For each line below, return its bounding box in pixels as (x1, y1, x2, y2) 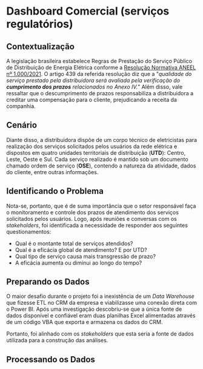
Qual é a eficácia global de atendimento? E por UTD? (15, 246, 147, 253)
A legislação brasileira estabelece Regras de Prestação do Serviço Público (6, 58, 193, 64)
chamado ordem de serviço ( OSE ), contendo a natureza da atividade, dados (6, 162, 196, 169)
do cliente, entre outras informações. (6, 168, 99, 175)
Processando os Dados (6, 354, 96, 365)
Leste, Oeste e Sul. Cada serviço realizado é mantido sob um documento (6, 155, 189, 163)
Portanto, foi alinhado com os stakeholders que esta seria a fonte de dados (6, 330, 194, 337)
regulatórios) (6, 17, 74, 31)
